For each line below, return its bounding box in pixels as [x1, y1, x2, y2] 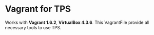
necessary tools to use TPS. [5, 24, 62, 30]
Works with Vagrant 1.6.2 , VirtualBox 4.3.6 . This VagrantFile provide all [5, 19, 150, 25]
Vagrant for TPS [5, 3, 71, 15]
